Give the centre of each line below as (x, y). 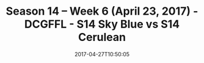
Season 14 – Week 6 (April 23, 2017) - (102, 11)
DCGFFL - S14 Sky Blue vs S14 (102, 24)
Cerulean (102, 37)
